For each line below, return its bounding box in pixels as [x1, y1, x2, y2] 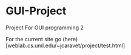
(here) [62, 35, 78, 42]
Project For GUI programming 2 [5, 24, 84, 31]
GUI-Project [5, 4, 67, 18]
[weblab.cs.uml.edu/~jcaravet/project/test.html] [5, 42, 126, 49]
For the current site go [5, 35, 62, 42]
